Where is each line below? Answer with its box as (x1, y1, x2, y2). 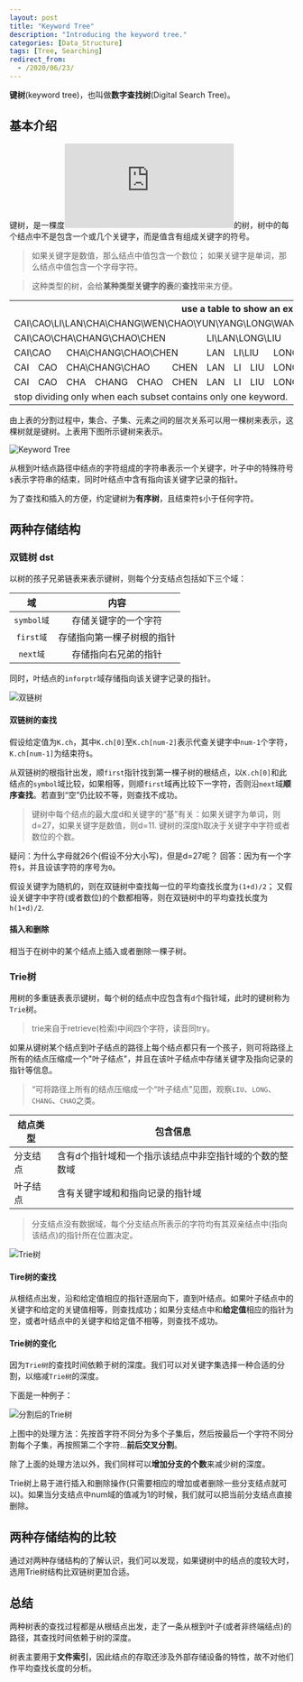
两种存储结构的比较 (9, 1530, 116, 1545)
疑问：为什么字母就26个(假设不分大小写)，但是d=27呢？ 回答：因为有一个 (9, 850, 284, 861)
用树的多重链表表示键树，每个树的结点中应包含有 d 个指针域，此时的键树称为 (9, 993, 290, 1004)
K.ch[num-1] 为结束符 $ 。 (9, 748, 97, 758)
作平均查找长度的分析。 (9, 1663, 96, 1674)
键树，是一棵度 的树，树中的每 (9, 219, 289, 230)
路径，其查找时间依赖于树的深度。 (9, 1632, 136, 1643)
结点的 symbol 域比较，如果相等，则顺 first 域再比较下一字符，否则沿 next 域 (9, 777, 284, 789)
